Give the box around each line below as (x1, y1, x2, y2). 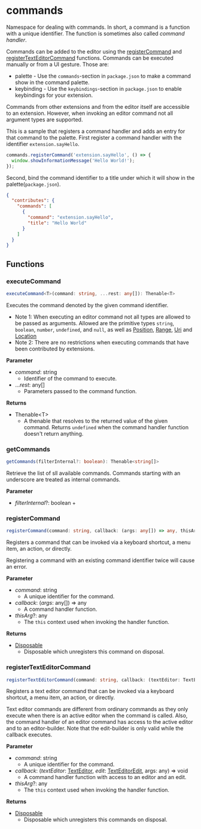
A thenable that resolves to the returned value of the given (23, 417, 168, 424)
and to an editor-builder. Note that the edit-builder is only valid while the (6, 725, 184, 732)
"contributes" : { (11, 198, 55, 204)
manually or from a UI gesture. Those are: (6, 61, 109, 68)
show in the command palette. (14, 79, 90, 86)
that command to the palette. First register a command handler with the (6, 133, 182, 141)
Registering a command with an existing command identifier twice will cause (6, 557, 195, 564)
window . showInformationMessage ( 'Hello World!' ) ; (11, 158, 135, 164)
